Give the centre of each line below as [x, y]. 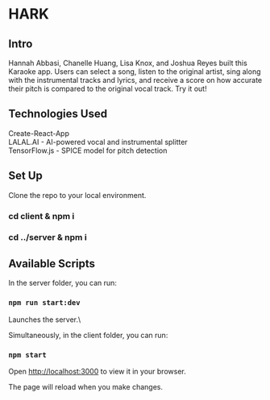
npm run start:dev [44, 303]
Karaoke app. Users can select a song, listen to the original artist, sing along [135, 72]
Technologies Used [58, 114]
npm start [27, 355]
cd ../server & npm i [48, 237]
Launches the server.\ [45, 320]
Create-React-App [39, 133]
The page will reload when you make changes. [86, 386]
